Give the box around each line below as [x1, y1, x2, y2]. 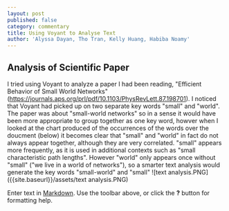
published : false [7, 17, 57, 24]
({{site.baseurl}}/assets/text [7, 175, 87, 183]
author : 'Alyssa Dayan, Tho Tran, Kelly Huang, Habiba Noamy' [7, 36, 190, 43]
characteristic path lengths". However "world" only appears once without [7, 153, 216, 161]
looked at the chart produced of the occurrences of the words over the [7, 124, 209, 132]
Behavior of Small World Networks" [7, 87, 109, 95]
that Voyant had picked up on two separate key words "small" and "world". [7, 102, 220, 110]
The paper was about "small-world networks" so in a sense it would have [7, 109, 217, 118]
